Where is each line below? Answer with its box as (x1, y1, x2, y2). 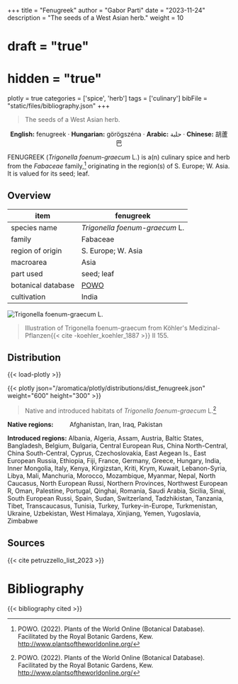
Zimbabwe (7, 517, 38, 525)
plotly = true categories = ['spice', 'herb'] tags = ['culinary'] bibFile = (7, 94, 208, 103)
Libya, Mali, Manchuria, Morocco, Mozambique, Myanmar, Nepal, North (7, 472, 216, 480)
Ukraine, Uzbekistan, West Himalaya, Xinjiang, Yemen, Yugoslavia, (7, 509, 201, 518)
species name (11, 222, 58, 232)
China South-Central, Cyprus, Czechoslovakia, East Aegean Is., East (7, 449, 207, 457)
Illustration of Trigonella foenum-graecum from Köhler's (24, 324, 188, 332)
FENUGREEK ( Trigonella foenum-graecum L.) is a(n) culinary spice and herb (7, 153, 230, 161)
